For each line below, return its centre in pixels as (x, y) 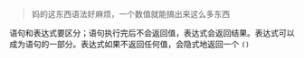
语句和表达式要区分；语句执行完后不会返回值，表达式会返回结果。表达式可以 (152, 33)
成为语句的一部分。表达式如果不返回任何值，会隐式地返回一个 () (130, 44)
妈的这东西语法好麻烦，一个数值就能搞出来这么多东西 (131, 14)
